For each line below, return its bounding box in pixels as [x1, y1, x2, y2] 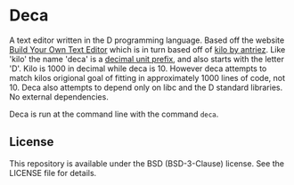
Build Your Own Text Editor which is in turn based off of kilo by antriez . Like [9, 44, 286, 54]
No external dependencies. [9, 91, 109, 102]
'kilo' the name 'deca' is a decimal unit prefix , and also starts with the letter [9, 53, 285, 64]
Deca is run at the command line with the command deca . [9, 109, 219, 119]
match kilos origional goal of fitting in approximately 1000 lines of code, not [9, 72, 286, 83]
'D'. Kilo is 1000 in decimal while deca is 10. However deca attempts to [9, 63, 267, 74]
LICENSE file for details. [9, 167, 97, 178]
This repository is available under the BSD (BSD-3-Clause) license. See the [9, 157, 285, 169]
